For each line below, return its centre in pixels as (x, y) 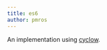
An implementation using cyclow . (54, 39)
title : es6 (23, 13)
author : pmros (27, 20)
